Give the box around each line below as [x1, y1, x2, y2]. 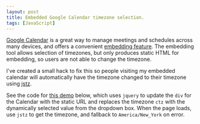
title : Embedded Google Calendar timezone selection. [6, 14, 145, 20]
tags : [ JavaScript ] [6, 20, 56, 26]
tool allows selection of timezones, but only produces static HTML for [6, 49, 179, 57]
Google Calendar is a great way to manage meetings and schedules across [6, 37, 193, 44]
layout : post [6, 8, 39, 15]
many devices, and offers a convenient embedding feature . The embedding [6, 43, 195, 50]
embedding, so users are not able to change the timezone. [6, 55, 152, 63]
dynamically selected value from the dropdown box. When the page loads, [6, 105, 192, 112]
